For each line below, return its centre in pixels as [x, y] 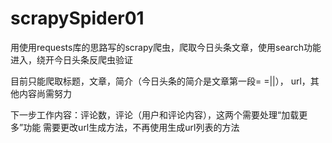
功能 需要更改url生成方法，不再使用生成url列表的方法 [131, 127]
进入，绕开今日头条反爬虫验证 [71, 59]
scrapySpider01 [77, 18]
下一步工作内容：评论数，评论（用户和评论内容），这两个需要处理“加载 [155, 114]
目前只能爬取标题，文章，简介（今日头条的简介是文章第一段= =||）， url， [160, 81]
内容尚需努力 [45, 93]
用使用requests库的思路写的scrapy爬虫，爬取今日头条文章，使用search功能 [166, 47]
